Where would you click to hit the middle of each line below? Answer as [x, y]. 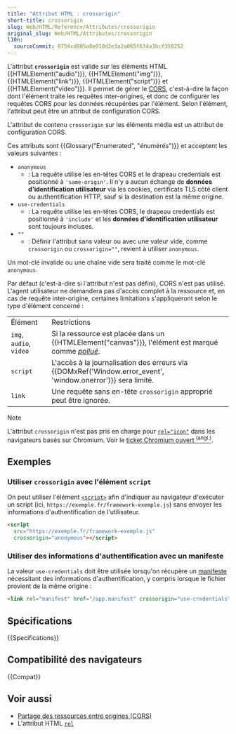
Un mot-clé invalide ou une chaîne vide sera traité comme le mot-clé [106, 262]
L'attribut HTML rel [46, 723]
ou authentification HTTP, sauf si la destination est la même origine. [126, 196]
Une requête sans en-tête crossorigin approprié [132, 392]
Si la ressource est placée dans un [108, 334]
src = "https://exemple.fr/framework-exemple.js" [85, 532]
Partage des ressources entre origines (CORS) [85, 716]
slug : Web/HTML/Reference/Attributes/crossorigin [81, 27]
